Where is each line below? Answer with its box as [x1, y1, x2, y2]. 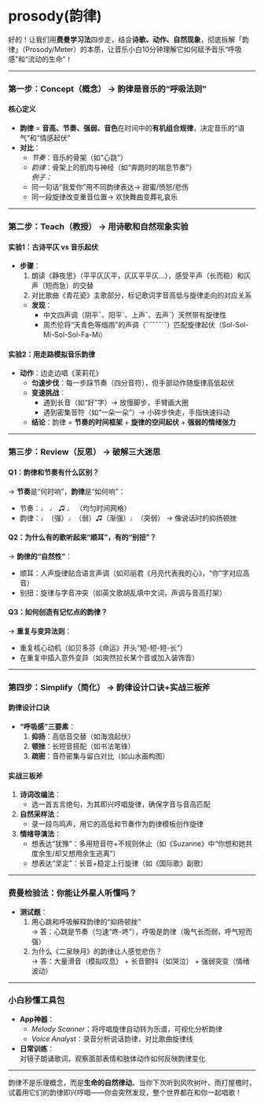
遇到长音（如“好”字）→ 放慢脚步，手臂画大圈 [42, 398, 189, 408]
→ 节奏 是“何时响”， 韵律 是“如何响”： [8, 486, 126, 496]
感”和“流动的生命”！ [8, 54, 73, 64]
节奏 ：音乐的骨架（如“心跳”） [31, 153, 127, 162]
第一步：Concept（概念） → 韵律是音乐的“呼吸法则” [8, 83, 207, 94]
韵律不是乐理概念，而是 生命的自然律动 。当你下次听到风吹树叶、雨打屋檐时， [8, 1077, 256, 1087]
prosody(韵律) [8, 7, 102, 25]
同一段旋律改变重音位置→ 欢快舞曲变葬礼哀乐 [31, 192, 178, 201]
